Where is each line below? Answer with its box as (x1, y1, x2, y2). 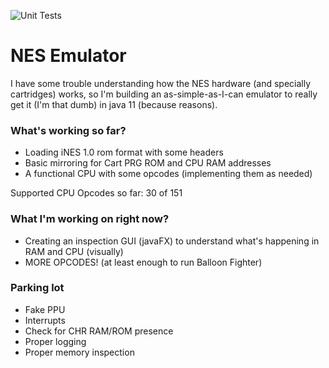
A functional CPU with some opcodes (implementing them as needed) (24, 168, 313, 180)
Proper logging (24, 335, 87, 347)
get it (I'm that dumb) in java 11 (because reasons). (10, 98, 218, 110)
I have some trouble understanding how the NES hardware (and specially (10, 77, 312, 89)
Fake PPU (24, 303, 66, 315)
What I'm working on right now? (10, 212, 170, 226)
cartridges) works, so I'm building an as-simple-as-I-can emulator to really (10, 88, 318, 100)
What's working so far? (10, 123, 127, 137)
